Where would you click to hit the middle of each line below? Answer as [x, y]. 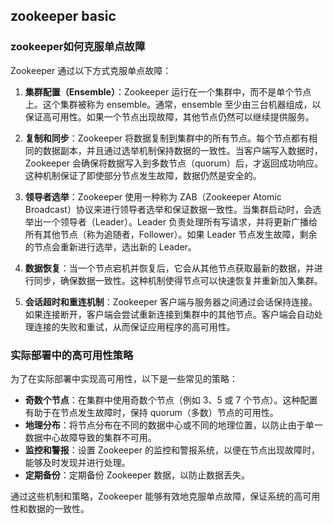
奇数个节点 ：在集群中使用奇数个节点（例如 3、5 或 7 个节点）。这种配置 [171, 400]
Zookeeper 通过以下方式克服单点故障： [91, 70]
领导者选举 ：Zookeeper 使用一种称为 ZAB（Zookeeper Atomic [153, 196]
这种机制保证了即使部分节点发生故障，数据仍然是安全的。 [143, 175]
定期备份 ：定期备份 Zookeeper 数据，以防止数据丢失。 [137, 475]
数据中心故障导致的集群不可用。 [90, 437]
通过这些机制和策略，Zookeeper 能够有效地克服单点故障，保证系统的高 [156, 496]
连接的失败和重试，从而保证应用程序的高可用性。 [134, 326]
